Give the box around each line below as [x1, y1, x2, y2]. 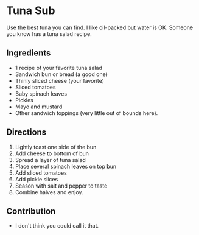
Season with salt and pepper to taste [15, 182, 108, 189]
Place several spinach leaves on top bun [15, 163, 117, 170]
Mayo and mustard [15, 103, 63, 110]
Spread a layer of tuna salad [15, 156, 86, 163]
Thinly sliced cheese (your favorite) [15, 77, 105, 84]
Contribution [6, 206, 56, 216]
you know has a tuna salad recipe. [6, 30, 93, 37]
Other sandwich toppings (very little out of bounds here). [15, 109, 158, 116]
